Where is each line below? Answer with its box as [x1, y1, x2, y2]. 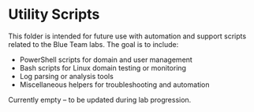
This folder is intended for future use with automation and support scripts [8, 31, 247, 41]
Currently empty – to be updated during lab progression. [8, 95, 192, 104]
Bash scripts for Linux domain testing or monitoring [19, 63, 187, 72]
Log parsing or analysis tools [19, 71, 114, 81]
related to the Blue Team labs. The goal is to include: [8, 39, 179, 49]
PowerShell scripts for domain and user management [19, 55, 193, 64]
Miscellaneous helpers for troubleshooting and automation [19, 80, 211, 89]
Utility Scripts [8, 5, 100, 23]
